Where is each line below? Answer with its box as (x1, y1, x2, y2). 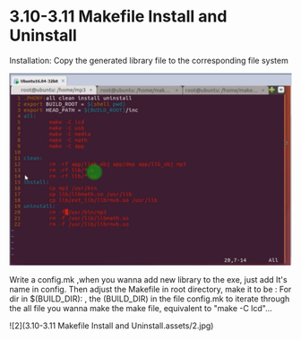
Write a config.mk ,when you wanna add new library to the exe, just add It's (9, 275, 288, 285)
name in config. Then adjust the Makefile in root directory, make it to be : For (9, 284, 292, 295)
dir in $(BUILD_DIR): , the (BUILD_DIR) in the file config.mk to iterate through (9, 293, 290, 304)
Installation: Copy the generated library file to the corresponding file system (9, 55, 288, 65)
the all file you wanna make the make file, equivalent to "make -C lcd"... (9, 303, 273, 314)
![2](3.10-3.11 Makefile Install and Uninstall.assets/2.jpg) (9, 320, 214, 331)
